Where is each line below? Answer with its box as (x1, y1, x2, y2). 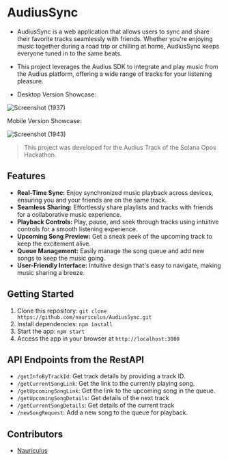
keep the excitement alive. (16, 239, 91, 248)
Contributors (7, 428, 63, 440)
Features (7, 170, 46, 182)
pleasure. (16, 77, 44, 85)
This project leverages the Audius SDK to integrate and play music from (16, 62, 218, 70)
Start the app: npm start (16, 327, 85, 335)
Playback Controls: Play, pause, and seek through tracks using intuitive (16, 218, 219, 226)
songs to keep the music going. (16, 254, 106, 262)
